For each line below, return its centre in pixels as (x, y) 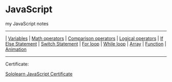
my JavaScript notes (27, 24)
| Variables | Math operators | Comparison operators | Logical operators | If (84, 38)
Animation (16, 49)
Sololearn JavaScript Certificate (39, 74)
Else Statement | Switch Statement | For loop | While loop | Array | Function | (86, 44)
